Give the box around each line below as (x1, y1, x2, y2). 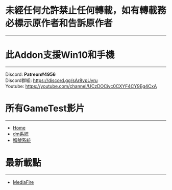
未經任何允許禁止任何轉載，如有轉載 (5, 5, 158, 16)
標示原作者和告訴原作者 (14, 17, 113, 29)
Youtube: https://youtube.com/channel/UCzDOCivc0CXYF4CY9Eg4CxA (5, 83, 157, 89)
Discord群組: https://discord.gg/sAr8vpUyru (5, 77, 98, 83)
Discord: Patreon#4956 (5, 71, 56, 77)
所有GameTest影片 (5, 103, 85, 114)
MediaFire (12, 179, 34, 185)
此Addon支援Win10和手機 (5, 49, 115, 61)
